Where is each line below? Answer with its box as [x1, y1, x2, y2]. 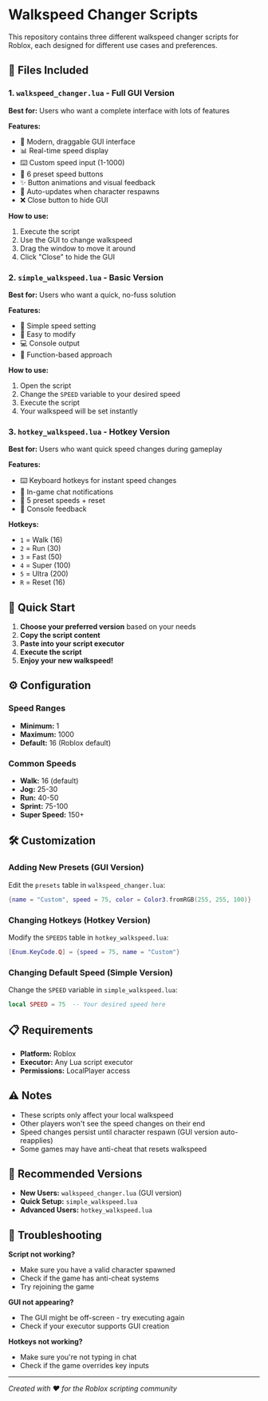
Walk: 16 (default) [19, 776, 79, 786]
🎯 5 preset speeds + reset [19, 496, 105, 505]
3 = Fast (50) [19, 552, 62, 562]
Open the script [19, 381, 72, 390]
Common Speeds [8, 758, 77, 769]
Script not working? [8, 1249, 76, 1259]
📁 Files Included [8, 64, 89, 77]
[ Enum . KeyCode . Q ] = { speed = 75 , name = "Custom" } [8, 948, 180, 956]
